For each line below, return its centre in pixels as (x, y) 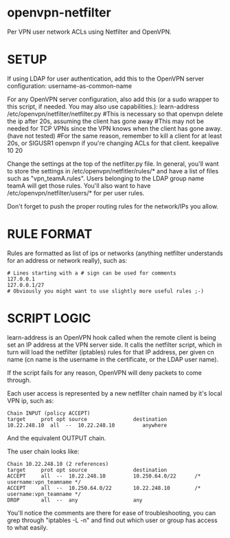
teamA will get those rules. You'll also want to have (79, 185)
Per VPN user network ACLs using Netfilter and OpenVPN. (89, 32)
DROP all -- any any (75, 500)
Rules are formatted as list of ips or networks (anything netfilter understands (115, 253)
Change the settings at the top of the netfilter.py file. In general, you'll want (113, 164)
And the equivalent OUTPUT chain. (57, 438)
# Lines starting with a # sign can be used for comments (92, 273)
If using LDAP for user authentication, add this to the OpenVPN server (106, 78)
